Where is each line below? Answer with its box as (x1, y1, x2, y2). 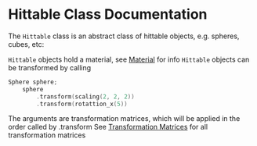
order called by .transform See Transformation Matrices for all (8, 123, 208, 132)
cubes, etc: (8, 39, 45, 48)
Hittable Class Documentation (8, 5, 208, 23)
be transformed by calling (8, 62, 92, 72)
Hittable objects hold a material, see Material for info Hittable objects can (8, 55, 250, 64)
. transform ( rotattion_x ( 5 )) (36, 100, 128, 108)
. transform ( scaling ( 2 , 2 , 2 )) (36, 92, 135, 101)
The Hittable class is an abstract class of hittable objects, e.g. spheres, (8, 31, 240, 41)
